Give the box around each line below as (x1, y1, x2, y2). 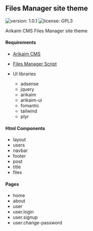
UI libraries (12, 71, 36, 77)
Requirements (5, 40, 36, 46)
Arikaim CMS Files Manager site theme (5, 28, 88, 34)
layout (12, 137, 26, 143)
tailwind (20, 108, 38, 114)
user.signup (12, 214, 38, 220)
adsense (20, 81, 39, 87)
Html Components (5, 125, 45, 131)
